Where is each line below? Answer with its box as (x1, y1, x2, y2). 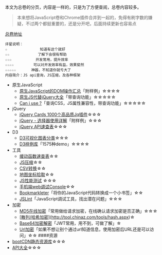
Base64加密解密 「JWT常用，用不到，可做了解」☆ (19, 220, 122, 226)
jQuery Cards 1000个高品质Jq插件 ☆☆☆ (19, 112, 101, 117)
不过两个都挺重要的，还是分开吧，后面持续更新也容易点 (25, 21, 137, 26)
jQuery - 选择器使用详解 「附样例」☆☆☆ (19, 118, 102, 123)
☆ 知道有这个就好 (5, 47, 66, 52)
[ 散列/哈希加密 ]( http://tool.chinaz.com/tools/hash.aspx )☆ (19, 214, 135, 220)
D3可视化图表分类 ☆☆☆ (19, 135, 69, 140)
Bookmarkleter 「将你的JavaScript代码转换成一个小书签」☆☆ (19, 190, 144, 196)
